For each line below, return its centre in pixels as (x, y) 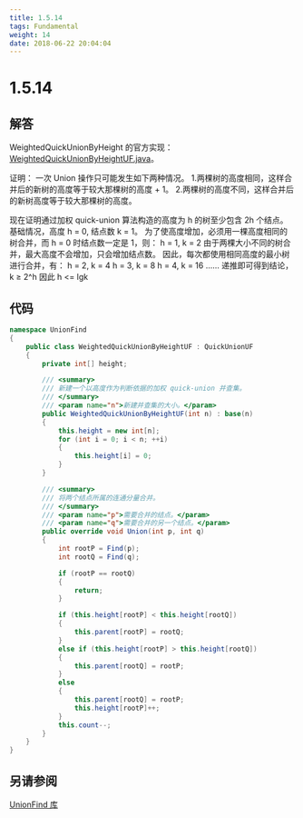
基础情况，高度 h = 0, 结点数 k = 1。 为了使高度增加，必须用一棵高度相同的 (149, 232)
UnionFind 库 (34, 804)
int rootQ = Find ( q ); (99, 557)
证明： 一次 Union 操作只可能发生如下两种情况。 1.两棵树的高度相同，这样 (147, 178)
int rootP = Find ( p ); (99, 549)
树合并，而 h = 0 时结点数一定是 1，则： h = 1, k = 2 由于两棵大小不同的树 (147, 243)
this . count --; (84, 725)
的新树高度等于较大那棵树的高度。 (73, 201)
